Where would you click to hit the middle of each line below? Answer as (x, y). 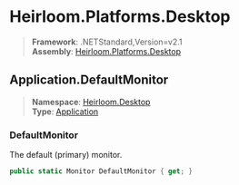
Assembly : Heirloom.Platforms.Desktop (106, 51)
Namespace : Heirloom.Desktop (91, 102)
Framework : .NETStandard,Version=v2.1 (107, 42)
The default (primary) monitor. (66, 155)
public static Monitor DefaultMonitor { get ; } (101, 171)
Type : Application (65, 112)
